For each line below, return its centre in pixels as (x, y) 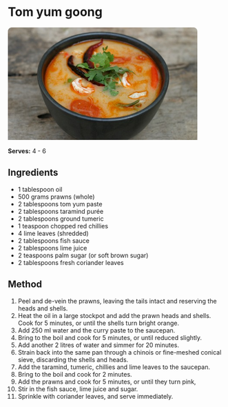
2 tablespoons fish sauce (54, 240)
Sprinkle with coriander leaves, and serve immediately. (95, 396)
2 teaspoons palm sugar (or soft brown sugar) (83, 255)
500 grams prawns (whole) (56, 197)
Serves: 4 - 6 (27, 151)
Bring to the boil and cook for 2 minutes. (75, 374)
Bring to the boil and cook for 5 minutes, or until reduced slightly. (110, 337)
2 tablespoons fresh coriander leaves (71, 262)
